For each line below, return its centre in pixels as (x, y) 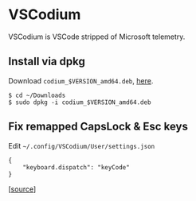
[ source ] (22, 189)
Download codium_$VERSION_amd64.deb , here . (81, 80)
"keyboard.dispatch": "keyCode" (76, 167)
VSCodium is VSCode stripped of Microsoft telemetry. (97, 37)
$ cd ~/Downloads (37, 95)
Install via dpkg (47, 62)
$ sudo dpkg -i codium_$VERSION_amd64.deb (80, 102)
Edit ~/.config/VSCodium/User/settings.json (82, 145)
